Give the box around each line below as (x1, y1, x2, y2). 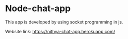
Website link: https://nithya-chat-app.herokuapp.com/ (5, 28, 116, 34)
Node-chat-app (5, 3, 71, 14)
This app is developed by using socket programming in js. (5, 19, 123, 25)
